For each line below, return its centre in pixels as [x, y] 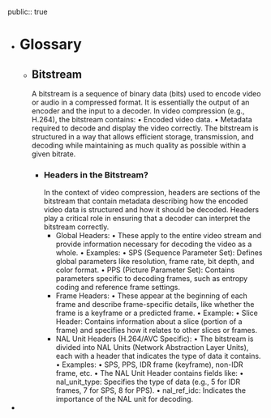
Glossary [50, 45]
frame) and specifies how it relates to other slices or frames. [156, 331]
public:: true [28, 12]
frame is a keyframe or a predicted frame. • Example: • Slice [157, 313]
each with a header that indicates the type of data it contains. [158, 356]
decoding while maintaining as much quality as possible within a [139, 145]
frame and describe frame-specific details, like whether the [155, 305]
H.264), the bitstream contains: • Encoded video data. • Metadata [142, 119]
